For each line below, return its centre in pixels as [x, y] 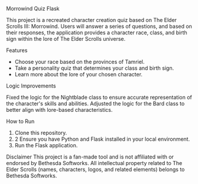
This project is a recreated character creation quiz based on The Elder [92, 20]
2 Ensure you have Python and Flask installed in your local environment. [102, 139]
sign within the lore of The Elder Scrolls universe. [66, 39]
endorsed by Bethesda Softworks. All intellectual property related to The [94, 163]
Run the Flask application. [46, 145]
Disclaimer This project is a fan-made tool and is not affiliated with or [90, 157]
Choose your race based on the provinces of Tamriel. [79, 62]
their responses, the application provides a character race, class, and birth [97, 33]
